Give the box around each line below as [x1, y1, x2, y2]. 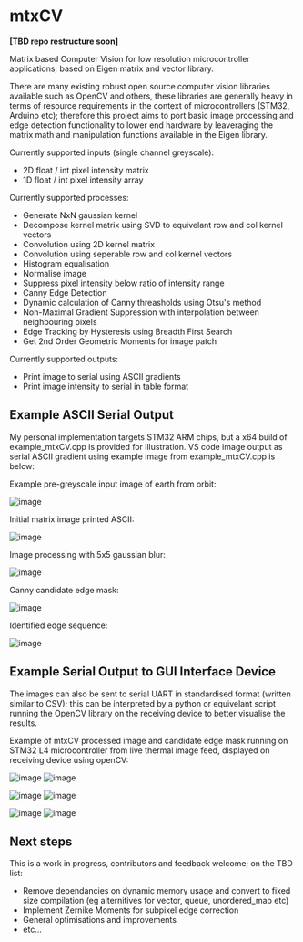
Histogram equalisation [22, 257, 110, 269]
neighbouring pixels [22, 316, 97, 327]
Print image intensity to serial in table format [22, 381, 189, 392]
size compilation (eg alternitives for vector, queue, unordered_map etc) [22, 895, 289, 906]
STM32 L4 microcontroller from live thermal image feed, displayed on [9, 745, 270, 756]
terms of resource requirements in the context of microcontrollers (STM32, [9, 99, 290, 110]
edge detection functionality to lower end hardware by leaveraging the [9, 120, 274, 131]
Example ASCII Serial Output [9, 407, 175, 423]
